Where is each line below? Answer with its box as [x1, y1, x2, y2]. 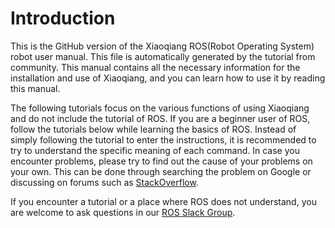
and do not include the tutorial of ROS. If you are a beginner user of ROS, [10, 112, 311, 124]
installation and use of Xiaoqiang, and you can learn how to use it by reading [10, 72, 326, 84]
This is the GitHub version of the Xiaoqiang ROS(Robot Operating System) [10, 40, 315, 52]
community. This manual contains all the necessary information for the [10, 61, 301, 73]
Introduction [10, 7, 116, 30]
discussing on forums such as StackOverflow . [10, 176, 199, 188]
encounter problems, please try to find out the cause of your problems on [10, 155, 313, 167]
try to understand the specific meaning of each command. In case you [10, 144, 300, 156]
